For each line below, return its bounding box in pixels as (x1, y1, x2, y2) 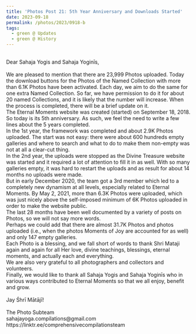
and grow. (6, 284, 31, 290)
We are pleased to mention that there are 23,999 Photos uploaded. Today (6, 71, 184, 78)
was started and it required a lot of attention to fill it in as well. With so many (6, 158, 190, 166)
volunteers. (6, 265, 34, 272)
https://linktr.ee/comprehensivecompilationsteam (6, 322, 125, 328)
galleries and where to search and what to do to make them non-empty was (6, 140, 190, 147)
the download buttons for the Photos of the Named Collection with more (6, 77, 181, 84)
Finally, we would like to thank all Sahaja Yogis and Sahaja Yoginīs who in (6, 272, 183, 278)
